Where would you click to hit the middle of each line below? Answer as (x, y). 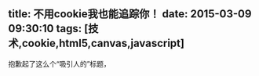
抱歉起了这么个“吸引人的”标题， (60, 63)
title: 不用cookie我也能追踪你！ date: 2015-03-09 (130, 14)
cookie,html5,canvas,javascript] (103, 43)
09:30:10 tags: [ (48, 29)
